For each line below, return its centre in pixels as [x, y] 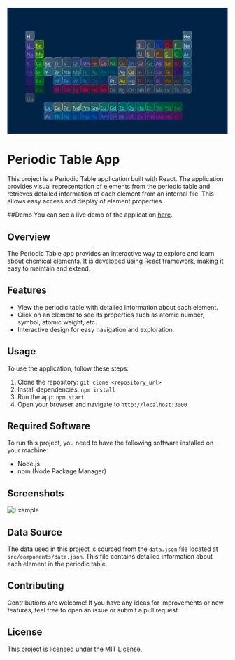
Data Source [35, 532]
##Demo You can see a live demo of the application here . [90, 215]
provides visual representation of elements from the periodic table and [109, 187]
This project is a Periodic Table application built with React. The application [115, 179]
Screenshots [36, 493]
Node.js [29, 464]
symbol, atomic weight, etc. [57, 322]
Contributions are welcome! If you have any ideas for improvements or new [115, 603]
